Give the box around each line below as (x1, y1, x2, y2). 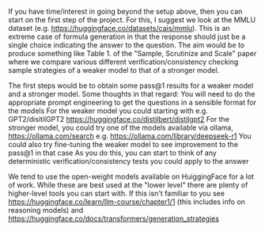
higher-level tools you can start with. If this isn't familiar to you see (8, 189, 225, 198)
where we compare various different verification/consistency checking (8, 57, 239, 66)
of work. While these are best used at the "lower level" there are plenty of (8, 180, 248, 189)
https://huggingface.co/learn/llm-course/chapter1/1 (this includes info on (8, 197, 245, 206)
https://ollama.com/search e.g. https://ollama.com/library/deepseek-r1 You (8, 131, 252, 141)
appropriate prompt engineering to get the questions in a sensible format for (8, 98, 257, 107)
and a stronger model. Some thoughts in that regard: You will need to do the (8, 89, 256, 98)
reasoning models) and (8, 206, 84, 214)
